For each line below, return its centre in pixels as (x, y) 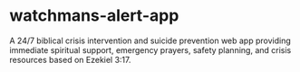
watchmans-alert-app (94, 16)
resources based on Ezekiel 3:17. (70, 59)
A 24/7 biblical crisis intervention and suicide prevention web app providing (150, 40)
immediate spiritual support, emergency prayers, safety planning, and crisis (150, 49)
